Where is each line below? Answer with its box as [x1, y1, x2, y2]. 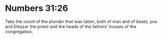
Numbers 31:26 [5, 3, 68, 14]
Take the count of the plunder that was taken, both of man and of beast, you [5, 19, 158, 24]
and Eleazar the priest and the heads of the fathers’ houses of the [5, 23, 137, 29]
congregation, [5, 29, 33, 34]
